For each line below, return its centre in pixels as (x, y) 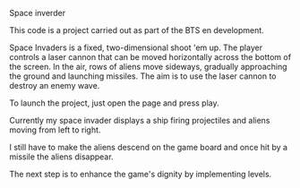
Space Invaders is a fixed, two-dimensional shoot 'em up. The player (136, 47)
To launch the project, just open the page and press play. (114, 103)
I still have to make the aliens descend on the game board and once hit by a (149, 147)
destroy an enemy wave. (55, 85)
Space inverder (37, 13)
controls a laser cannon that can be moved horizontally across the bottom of (150, 57)
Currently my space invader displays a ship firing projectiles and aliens (140, 120)
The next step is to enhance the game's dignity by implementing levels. (141, 174)
